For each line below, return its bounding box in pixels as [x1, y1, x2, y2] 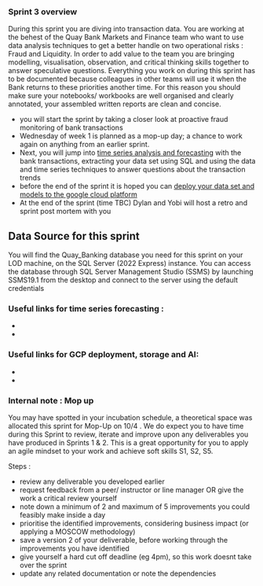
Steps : [8, 462, 31, 470]
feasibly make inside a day [19, 510, 106, 519]
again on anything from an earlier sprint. [19, 140, 150, 149]
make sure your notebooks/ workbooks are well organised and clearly [8, 91, 234, 101]
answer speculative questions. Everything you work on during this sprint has [8, 66, 256, 76]
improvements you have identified [19, 544, 130, 553]
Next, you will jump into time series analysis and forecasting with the [19, 148, 242, 157]
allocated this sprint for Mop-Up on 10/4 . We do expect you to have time [8, 422, 244, 430]
